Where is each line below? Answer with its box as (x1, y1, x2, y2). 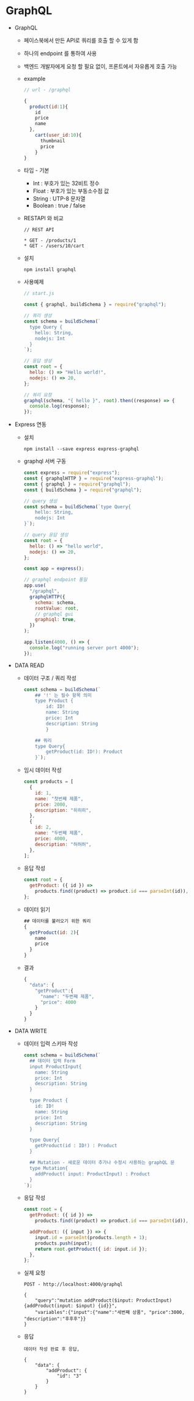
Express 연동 (14, 421, 47, 428)
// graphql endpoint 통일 (23, 577, 88, 583)
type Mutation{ (29, 1165, 69, 1171)
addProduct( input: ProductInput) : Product (35, 1170, 151, 1177)
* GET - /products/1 (23, 237, 76, 244)
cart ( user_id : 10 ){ (35, 132, 82, 139)
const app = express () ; (23, 565, 85, 572)
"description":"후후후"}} (23, 1316, 86, 1322)
